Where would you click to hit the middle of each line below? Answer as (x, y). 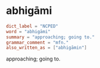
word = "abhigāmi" (28, 31)
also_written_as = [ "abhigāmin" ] (47, 48)
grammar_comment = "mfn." (37, 42)
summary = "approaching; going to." (50, 37)
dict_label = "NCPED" (32, 26)
